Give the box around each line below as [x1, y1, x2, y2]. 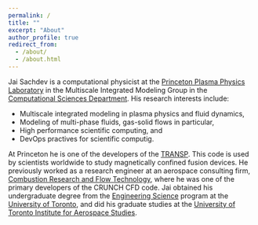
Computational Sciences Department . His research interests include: [8, 94, 230, 103]
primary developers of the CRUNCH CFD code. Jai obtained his [8, 183, 213, 192]
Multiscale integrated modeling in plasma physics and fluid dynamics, [19, 109, 245, 118]
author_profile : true [8, 33, 79, 42]
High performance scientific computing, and [19, 125, 163, 135]
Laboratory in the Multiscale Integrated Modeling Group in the [8, 85, 208, 94]
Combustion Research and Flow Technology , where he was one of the [8, 174, 235, 183]
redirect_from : [8, 41, 58, 49]
